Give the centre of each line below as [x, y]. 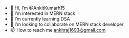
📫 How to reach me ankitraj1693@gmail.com [58, 30]
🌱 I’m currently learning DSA [40, 19]
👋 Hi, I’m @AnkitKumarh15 [37, 8]
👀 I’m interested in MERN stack [42, 13]
